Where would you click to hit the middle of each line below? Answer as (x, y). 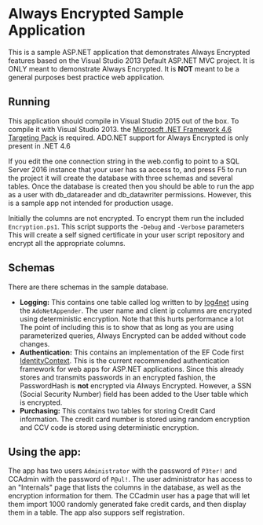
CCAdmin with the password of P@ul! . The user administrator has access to (130, 479)
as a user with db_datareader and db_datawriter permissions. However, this (130, 194)
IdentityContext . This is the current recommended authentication (124, 360)
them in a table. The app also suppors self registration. (97, 512)
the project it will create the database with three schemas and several (121, 178)
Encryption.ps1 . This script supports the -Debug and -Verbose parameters (126, 226)
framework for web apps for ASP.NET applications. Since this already (132, 369)
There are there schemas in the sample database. (88, 287)
